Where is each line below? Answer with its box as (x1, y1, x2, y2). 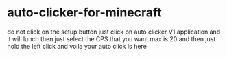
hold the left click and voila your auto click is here (7, 42, 147, 50)
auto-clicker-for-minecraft (7, 5, 163, 21)
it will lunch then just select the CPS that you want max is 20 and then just (7, 34, 216, 43)
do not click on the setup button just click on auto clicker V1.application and (7, 27, 221, 36)
